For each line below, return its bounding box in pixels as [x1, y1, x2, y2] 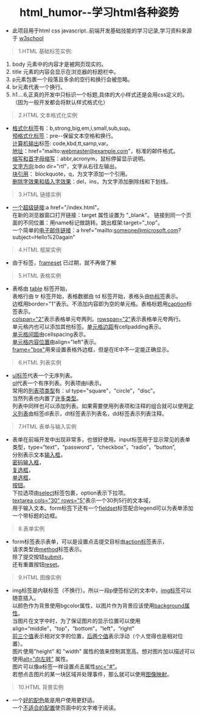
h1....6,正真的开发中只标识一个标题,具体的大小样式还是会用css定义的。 [12, 91, 188, 98]
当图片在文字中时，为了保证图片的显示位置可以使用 [12, 617, 141, 624]
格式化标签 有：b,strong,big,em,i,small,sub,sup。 [12, 124, 134, 132]
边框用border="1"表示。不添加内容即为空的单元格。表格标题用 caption [12, 300, 187, 307]
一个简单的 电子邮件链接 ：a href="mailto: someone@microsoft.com [12, 226, 178, 234]
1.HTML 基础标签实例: [18, 47, 73, 55]
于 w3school [12, 34, 44, 41]
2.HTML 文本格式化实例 [18, 111, 78, 119]
